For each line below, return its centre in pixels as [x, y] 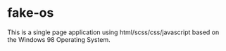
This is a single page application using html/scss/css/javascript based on [113, 32]
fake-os [31, 13]
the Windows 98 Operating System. [59, 39]
